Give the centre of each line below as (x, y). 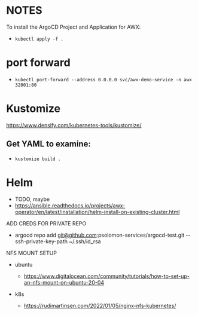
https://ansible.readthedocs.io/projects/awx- (70, 205)
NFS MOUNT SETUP (31, 253)
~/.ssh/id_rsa (85, 241)
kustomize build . (38, 159)
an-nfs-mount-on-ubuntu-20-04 (64, 282)
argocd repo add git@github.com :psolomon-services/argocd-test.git (100, 235)
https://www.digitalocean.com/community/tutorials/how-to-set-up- (107, 276)
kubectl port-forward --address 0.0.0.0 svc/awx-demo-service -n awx (103, 79)
